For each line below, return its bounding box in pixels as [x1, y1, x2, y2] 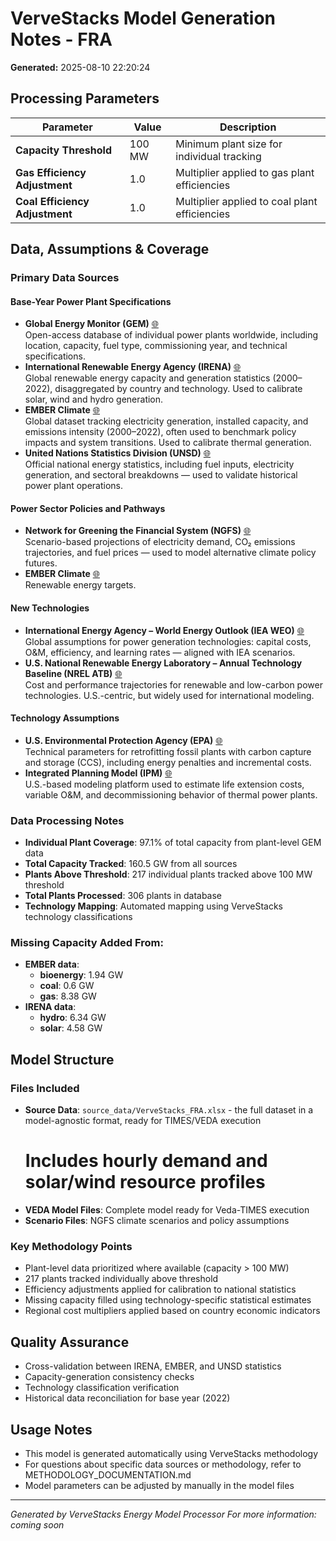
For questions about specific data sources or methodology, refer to [24, 1458, 302, 1471]
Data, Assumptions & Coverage [10, 241, 210, 258]
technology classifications [24, 911, 133, 923]
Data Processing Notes [10, 813, 125, 827]
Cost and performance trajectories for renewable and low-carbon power [24, 678, 323, 691]
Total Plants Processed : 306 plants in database [24, 890, 223, 902]
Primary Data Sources [10, 271, 120, 285]
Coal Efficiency [15, 194, 90, 208]
